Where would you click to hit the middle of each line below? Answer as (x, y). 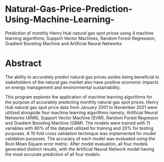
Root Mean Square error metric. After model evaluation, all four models (77, 144)
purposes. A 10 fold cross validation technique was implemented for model (80, 133)
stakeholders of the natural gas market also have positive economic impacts (82, 82)
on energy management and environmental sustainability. (63, 87)
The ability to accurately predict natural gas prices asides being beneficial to (82, 77)
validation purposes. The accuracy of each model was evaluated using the (80, 138)
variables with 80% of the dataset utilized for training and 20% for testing (79, 128)
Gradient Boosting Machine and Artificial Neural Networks (64, 43)
